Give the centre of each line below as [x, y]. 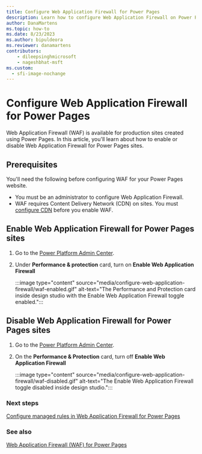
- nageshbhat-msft [40, 62]
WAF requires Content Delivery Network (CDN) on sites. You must [96, 203]
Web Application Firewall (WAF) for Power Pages [67, 445]
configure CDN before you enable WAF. [64, 210]
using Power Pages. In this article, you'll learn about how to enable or [92, 139]
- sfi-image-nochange [39, 74]
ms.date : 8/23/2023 [31, 34]
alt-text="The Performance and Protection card [137, 289]
